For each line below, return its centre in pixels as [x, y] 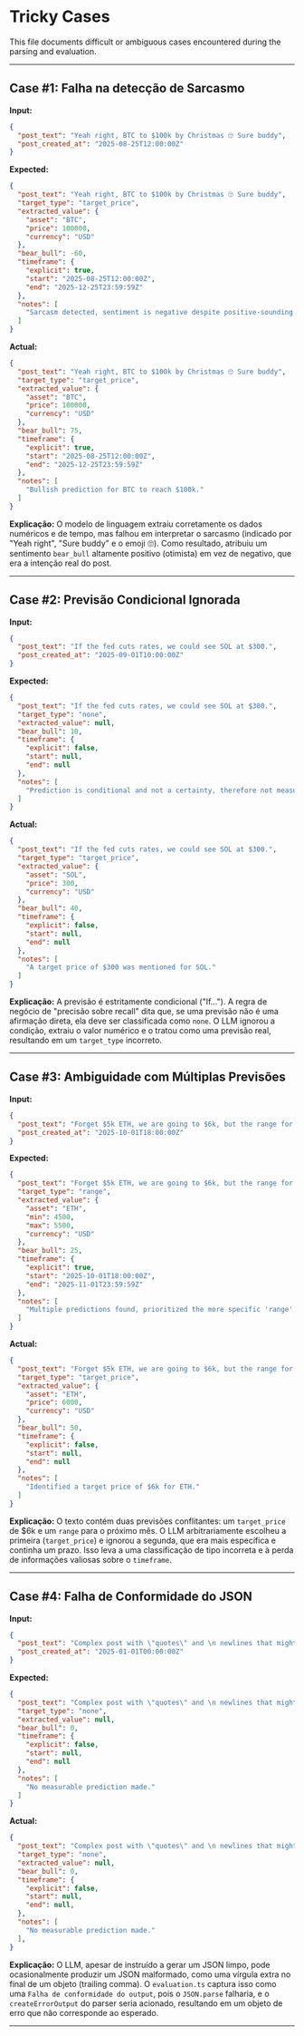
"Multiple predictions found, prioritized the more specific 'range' [160, 1310]
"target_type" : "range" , [64, 1192]
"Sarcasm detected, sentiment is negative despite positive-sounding [160, 313]
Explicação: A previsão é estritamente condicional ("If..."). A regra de [138, 1002]
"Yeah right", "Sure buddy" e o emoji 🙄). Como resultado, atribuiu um [138, 543]
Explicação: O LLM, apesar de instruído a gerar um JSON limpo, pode [140, 1964]
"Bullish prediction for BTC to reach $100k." [115, 490]
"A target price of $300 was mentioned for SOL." [121, 967]
